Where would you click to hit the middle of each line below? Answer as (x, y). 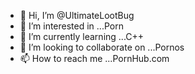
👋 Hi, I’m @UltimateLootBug (77, 15)
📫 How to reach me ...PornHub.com (94, 58)
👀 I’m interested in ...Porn (71, 26)
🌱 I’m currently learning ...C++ (82, 36)
